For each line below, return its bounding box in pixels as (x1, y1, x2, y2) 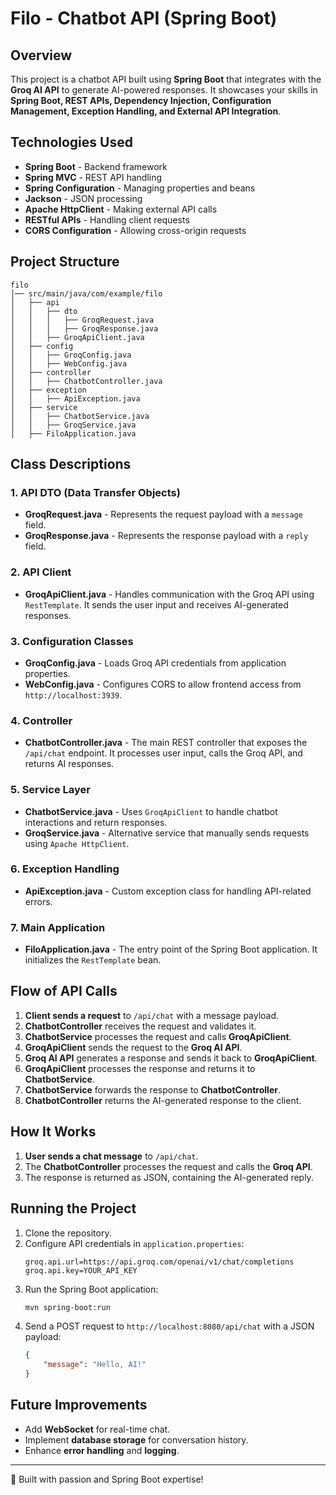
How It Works (10, 1123, 97, 1141)
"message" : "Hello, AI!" (43, 1360, 147, 1370)
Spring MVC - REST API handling (24, 171, 163, 183)
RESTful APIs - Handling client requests (24, 213, 190, 226)
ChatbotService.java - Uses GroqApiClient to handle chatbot (24, 805, 278, 817)
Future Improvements (10, 1397, 148, 1414)
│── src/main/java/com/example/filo (10, 288, 163, 299)
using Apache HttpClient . (24, 837, 130, 849)
